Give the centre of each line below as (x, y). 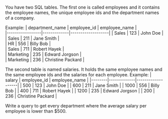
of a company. (20, 18)
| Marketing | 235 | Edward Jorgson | (44, 54)
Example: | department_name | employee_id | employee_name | (71, 28)
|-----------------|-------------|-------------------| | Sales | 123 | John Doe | (84, 33)
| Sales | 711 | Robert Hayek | (35, 49)
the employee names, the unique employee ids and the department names (82, 13)
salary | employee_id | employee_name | (47, 80)
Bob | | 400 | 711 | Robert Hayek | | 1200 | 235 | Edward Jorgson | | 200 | (80, 91)
